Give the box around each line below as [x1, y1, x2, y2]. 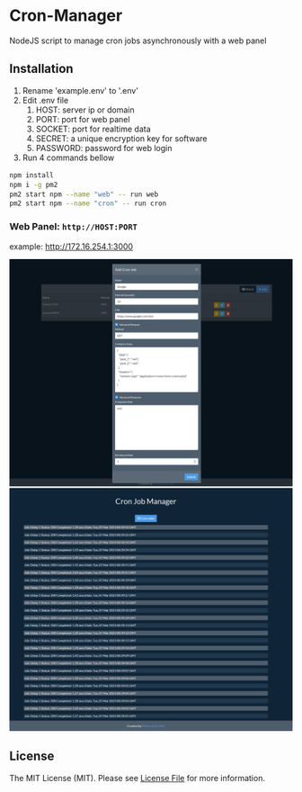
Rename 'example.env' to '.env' [22, 85, 139, 95]
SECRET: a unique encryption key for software [35, 132, 209, 144]
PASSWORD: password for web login [35, 142, 173, 153]
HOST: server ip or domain [35, 104, 135, 115]
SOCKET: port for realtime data [35, 123, 151, 134]
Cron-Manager [9, 5, 123, 26]
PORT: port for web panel [35, 113, 130, 124]
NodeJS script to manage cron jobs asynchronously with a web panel [9, 35, 267, 46]
